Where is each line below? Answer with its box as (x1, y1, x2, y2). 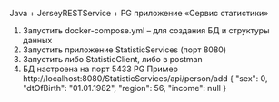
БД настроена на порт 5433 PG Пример (22, 63, 179, 74)
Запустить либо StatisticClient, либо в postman (22, 54, 203, 64)
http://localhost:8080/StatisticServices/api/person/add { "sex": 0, (22, 73, 268, 84)
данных (22, 35, 53, 45)
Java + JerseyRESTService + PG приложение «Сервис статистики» (9, 8, 269, 18)
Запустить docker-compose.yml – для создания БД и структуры (22, 25, 270, 35)
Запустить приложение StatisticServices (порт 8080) (22, 44, 227, 55)
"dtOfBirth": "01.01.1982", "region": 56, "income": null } (22, 83, 227, 93)
